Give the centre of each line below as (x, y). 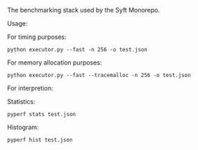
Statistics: (22, 101)
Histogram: (23, 127)
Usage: (17, 23)
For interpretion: (30, 88)
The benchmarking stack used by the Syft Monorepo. (84, 10)
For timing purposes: (37, 37)
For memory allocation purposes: (55, 62)
